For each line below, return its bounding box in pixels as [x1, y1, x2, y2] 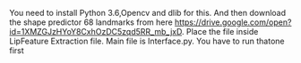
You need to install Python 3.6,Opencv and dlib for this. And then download [9, 8, 287, 18]
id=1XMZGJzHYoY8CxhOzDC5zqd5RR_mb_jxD [9, 27, 182, 36]
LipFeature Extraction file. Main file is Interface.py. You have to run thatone [9, 35, 285, 46]
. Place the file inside [181, 27, 259, 36]
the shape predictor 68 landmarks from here [9, 17, 173, 28]
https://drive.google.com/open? [174, 17, 292, 28]
